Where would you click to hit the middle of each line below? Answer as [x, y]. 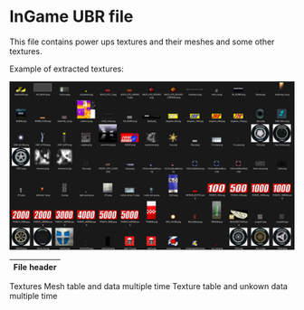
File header [35, 267]
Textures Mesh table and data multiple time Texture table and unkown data [148, 287]
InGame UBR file [71, 17]
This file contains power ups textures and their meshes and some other [142, 42]
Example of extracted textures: [67, 69]
